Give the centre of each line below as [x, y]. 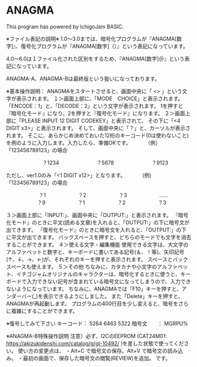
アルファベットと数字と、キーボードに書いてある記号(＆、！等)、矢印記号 [95, 252]
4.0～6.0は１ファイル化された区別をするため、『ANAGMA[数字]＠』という [96, 58]
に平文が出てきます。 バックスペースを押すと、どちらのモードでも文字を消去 [99, 237]
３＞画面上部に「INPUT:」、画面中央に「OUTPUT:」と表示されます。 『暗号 [97, 215]
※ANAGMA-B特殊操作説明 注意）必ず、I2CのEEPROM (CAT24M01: [86, 336]
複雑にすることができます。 [44, 311]
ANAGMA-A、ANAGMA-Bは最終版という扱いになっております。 [83, 78]
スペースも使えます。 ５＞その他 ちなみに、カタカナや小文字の [82, 267]
